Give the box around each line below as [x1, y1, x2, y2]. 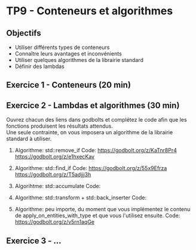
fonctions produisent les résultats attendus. [6, 122, 114, 129]
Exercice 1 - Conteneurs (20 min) [6, 80, 131, 90]
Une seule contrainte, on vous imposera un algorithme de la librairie [6, 129, 173, 136]
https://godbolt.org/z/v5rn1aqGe [14, 218, 95, 226]
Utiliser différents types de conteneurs [14, 44, 110, 51]
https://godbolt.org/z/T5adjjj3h [14, 171, 91, 178]
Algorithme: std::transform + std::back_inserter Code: [14, 194, 147, 201]
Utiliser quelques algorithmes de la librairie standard [14, 57, 143, 63]
